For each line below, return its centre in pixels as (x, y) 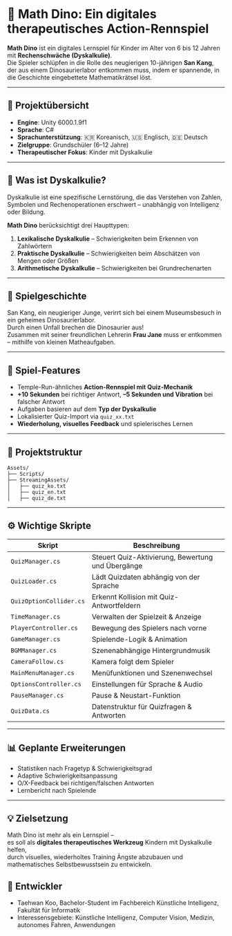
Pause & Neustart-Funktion (136, 695)
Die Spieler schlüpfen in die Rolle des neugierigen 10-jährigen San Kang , (110, 62)
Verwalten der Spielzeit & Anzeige (146, 616)
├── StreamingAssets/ (38, 480)
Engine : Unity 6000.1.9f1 (52, 122)
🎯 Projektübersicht (48, 105)
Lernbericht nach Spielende (57, 790)
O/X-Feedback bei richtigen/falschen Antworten (85, 783)
